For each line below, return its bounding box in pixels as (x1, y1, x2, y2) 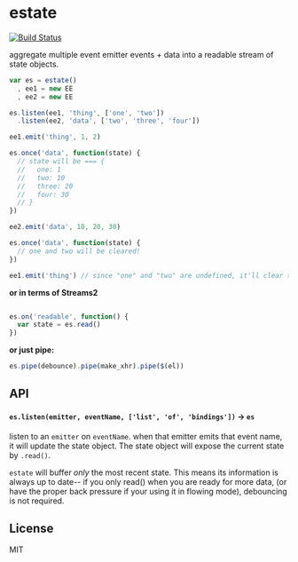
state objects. (9, 59, 59, 69)
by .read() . (9, 449, 51, 460)
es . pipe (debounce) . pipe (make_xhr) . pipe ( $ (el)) (9, 362, 184, 371)
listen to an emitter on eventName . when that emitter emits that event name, (9, 431, 283, 441)
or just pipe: (9, 344, 55, 355)
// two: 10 (17, 173, 66, 182)
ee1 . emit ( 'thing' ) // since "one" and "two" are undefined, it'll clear (9, 271, 284, 280)
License (9, 521, 54, 536)
